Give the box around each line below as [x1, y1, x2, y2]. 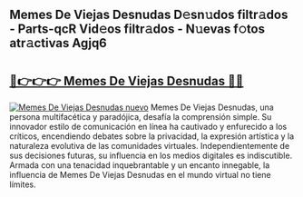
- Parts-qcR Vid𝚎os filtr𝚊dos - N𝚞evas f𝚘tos [9, 22, 266, 37]
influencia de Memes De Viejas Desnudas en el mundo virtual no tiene [9, 170, 271, 180]
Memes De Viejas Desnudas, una [150, 102, 274, 113]
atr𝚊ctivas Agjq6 [9, 35, 107, 51]
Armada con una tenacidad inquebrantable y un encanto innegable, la [9, 160, 270, 171]
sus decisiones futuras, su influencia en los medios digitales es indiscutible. [9, 150, 293, 161]
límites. [9, 179, 36, 190]
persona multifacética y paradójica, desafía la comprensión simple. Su [9, 112, 272, 122]
